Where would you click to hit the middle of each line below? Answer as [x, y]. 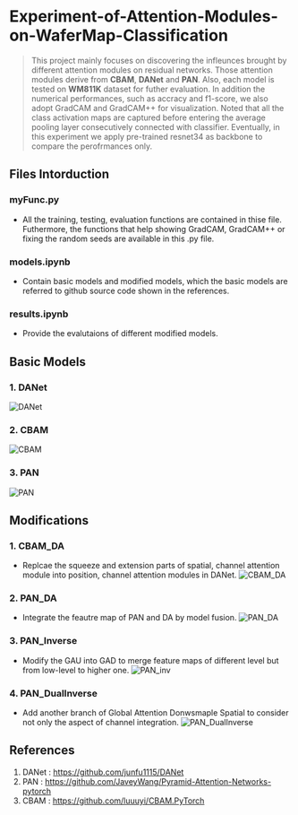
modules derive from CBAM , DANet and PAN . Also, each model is [153, 79]
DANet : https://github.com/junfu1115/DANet [103, 772]
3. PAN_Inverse [43, 641]
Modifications [49, 520]
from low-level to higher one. [76, 670]
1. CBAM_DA [37, 546]
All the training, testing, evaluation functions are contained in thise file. [152, 219]
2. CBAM [29, 429]
